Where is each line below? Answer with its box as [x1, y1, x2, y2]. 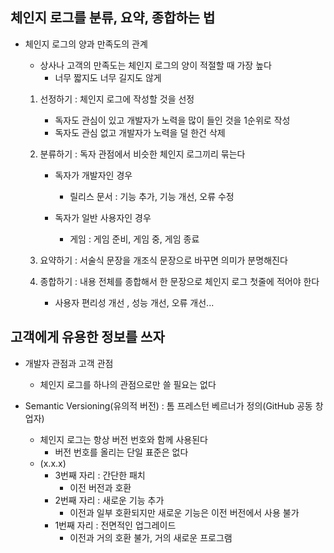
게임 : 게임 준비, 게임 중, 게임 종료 [69, 233, 200, 245]
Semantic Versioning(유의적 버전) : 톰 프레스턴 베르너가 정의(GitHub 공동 [24, 399, 313, 412]
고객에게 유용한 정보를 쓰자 [10, 329, 165, 346]
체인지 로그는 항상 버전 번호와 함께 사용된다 [39, 433, 208, 445]
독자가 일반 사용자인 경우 [54, 211, 152, 223]
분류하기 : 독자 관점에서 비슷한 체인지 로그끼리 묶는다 [39, 148, 246, 160]
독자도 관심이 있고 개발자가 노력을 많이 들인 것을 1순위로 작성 [54, 114, 291, 126]
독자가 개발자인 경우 [54, 169, 133, 181]
